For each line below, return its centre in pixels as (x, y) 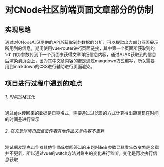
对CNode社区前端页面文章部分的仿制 (79, 10)
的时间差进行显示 (22, 119)
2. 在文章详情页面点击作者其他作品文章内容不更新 (55, 131)
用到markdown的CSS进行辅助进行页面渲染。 (50, 67)
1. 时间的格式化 (20, 97)
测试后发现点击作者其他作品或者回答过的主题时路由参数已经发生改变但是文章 (82, 147)
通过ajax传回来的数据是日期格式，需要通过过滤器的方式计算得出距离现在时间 (82, 113)
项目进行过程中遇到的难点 (43, 83)
